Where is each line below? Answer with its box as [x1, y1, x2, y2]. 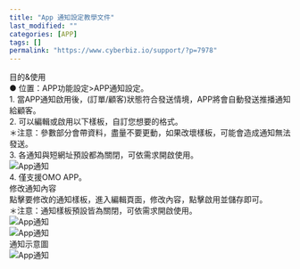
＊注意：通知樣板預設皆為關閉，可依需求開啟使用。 [9, 206, 197, 216]
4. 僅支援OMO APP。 [9, 172, 87, 183]
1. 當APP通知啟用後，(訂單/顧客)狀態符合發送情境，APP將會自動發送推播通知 [9, 94, 292, 105]
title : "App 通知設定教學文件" [9, 12, 115, 22]
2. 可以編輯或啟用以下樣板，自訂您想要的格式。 [9, 117, 183, 127]
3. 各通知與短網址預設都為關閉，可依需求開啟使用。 [9, 150, 199, 160]
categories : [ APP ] [9, 29, 78, 38]
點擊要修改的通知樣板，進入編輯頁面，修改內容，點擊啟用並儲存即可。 [9, 194, 268, 205]
